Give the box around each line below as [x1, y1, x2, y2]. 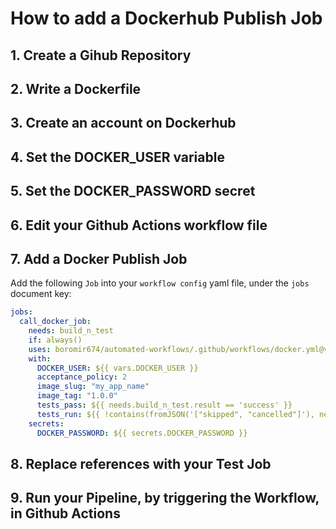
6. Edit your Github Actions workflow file [10, 217, 268, 234]
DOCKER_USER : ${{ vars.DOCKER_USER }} [36, 363, 199, 373]
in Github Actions [10, 505, 121, 522]
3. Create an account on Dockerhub [10, 115, 237, 132]
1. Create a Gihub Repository [10, 47, 192, 64]
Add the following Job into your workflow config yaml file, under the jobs [10, 277, 310, 289]
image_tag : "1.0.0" [36, 391, 118, 401]
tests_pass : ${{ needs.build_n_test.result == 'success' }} [36, 400, 293, 411]
